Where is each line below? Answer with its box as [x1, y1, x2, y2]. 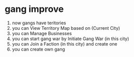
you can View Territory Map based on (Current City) [12, 25, 120, 31]
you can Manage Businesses [12, 30, 72, 36]
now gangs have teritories [12, 20, 66, 26]
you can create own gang [12, 46, 65, 52]
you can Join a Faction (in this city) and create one [12, 41, 117, 47]
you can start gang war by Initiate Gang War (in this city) [12, 36, 129, 42]
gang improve [5, 3, 64, 15]
